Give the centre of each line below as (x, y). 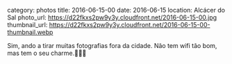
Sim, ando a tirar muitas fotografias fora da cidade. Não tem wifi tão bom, (112, 46)
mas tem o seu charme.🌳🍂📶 (47, 53)
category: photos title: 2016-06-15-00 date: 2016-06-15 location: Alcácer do (116, 10)
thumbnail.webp (30, 32)
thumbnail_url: (27, 25)
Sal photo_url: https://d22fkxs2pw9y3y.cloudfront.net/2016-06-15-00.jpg (112, 17)
